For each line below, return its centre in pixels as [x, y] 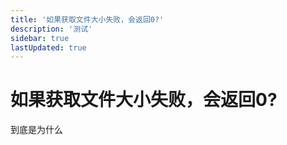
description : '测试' [51, 29]
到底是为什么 [36, 130]
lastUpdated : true [48, 47]
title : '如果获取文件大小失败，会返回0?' [87, 19]
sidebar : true [40, 38]
